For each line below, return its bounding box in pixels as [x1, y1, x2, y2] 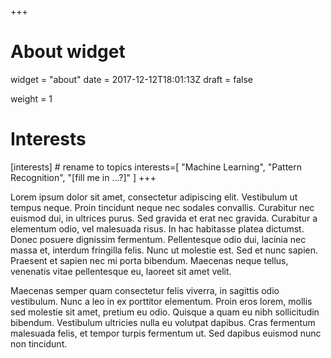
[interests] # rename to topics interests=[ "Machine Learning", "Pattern [10, 161, 303, 173]
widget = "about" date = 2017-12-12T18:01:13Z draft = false [10, 73, 254, 85]
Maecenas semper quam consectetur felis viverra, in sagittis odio [10, 284, 280, 296]
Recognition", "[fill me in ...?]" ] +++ [10, 171, 157, 183]
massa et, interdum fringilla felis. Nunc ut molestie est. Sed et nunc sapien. [10, 244, 319, 256]
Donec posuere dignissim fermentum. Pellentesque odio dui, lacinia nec [10, 233, 307, 245]
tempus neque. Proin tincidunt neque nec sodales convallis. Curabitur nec [10, 201, 315, 213]
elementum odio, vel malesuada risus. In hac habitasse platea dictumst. [10, 222, 305, 235]
